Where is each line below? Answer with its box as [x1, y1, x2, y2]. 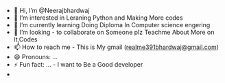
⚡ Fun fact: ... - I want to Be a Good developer [13, 61, 143, 68]
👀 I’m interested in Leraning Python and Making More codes [13, 14, 183, 22]
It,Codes [13, 35, 38, 44]
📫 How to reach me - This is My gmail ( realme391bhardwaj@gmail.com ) [13, 43, 220, 51]
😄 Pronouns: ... [13, 53, 58, 61]
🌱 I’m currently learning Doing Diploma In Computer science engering [13, 21, 211, 29]
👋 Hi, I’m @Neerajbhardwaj [13, 7, 90, 14]
